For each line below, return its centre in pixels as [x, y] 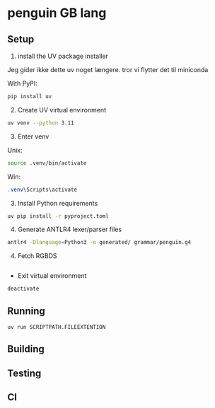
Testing [24, 373]
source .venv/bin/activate [47, 163]
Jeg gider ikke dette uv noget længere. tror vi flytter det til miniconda [108, 70]
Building [26, 349]
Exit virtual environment [52, 276]
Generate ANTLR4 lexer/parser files [70, 229]
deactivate [23, 289]
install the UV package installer [63, 56]
